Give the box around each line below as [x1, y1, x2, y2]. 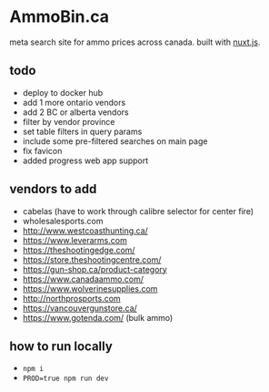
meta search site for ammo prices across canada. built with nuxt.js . [9, 36, 261, 47]
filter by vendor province [22, 116, 115, 127]
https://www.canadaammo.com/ [22, 273, 144, 284]
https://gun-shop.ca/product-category [22, 263, 168, 274]
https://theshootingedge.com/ [22, 244, 135, 255]
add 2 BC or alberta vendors [22, 107, 129, 118]
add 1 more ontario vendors [22, 97, 126, 108]
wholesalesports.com [22, 215, 104, 226]
